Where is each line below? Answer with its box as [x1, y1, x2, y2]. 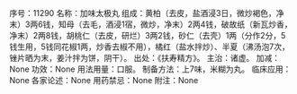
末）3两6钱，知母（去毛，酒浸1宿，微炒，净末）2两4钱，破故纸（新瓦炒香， [9, 19, 292, 30]
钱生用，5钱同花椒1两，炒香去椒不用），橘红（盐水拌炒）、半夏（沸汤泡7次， [9, 41, 290, 52]
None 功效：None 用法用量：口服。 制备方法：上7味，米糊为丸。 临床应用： [9, 64, 292, 74]
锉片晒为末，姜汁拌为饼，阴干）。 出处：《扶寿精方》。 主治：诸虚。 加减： [9, 53, 281, 63]
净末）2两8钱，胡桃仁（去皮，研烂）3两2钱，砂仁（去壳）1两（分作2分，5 [9, 30, 286, 40]
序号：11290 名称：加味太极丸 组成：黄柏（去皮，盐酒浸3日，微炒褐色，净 [9, 8, 284, 18]
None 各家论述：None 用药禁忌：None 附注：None [9, 75, 199, 85]
